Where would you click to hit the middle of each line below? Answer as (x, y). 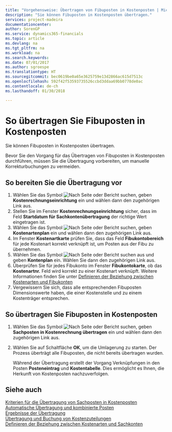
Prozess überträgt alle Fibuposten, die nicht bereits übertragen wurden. (88, 353)
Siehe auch (24, 390)
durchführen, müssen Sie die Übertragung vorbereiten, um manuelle (77, 161)
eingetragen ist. (29, 222)
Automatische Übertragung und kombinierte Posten (60, 407)
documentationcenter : (28, 24)
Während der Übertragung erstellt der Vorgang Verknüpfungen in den (86, 363)
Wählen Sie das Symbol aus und (83, 255)
